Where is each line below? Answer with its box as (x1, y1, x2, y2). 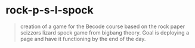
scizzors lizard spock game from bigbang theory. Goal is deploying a (20, 29, 190, 36)
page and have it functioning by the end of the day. (20, 35, 146, 42)
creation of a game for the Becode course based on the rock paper (20, 23, 185, 30)
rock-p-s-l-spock (5, 4, 94, 17)
